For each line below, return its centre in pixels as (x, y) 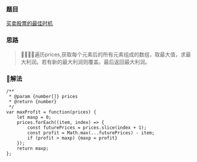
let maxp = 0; (34, 117)
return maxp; (33, 148)
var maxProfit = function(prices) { (51, 112)
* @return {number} (33, 101)
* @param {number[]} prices (43, 96)
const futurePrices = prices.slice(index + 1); (87, 128)
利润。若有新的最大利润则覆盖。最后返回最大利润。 (88, 62)
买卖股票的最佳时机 (30, 23)
